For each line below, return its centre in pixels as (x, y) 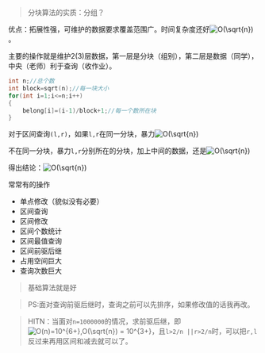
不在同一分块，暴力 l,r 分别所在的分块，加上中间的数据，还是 (108, 151)
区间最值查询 (40, 241)
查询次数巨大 (40, 271)
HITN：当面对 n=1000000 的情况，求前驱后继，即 (104, 321)
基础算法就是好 (52, 288)
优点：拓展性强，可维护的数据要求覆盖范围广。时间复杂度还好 (109, 29)
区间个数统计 (40, 231)
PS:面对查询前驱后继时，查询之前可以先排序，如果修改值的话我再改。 (141, 305)
